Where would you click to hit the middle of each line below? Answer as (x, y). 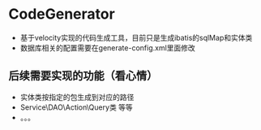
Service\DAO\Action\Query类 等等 (77, 107)
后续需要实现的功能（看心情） (83, 76)
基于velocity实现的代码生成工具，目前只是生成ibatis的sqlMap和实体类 (136, 37)
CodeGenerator (62, 14)
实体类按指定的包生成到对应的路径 (77, 97)
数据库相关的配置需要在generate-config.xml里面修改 (108, 48)
